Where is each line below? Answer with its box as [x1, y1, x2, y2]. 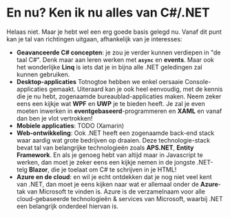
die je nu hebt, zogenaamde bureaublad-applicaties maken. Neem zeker [16, 92, 222, 101]
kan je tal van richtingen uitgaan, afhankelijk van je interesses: [6, 34, 182, 43]
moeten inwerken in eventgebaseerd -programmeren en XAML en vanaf [16, 107, 222, 115]
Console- [185, 77, 211, 85]
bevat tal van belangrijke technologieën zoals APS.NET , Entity [16, 143, 194, 152]
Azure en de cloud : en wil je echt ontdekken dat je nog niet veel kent [16, 172, 212, 180]
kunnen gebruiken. [16, 70, 70, 79]
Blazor [29, 165, 48, 174]
